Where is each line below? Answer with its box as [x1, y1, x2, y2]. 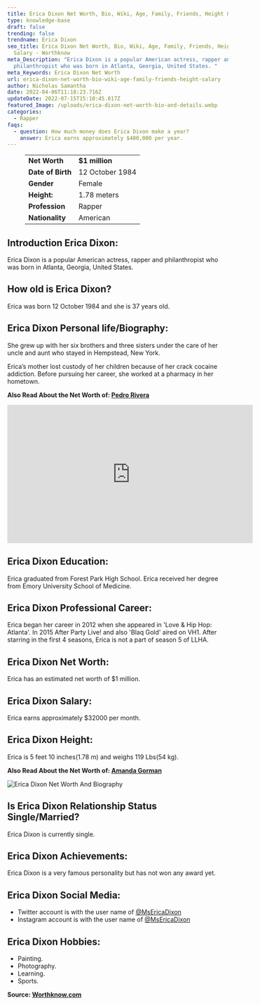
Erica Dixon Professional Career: [7, 602, 152, 614]
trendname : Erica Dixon [7, 37, 77, 44]
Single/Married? [7, 811, 80, 823]
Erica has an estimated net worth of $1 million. [7, 675, 140, 683]
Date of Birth [28, 167, 72, 177]
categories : [7, 108, 42, 115]
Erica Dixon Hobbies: [7, 935, 101, 947]
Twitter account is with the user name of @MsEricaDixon [17, 908, 182, 916]
